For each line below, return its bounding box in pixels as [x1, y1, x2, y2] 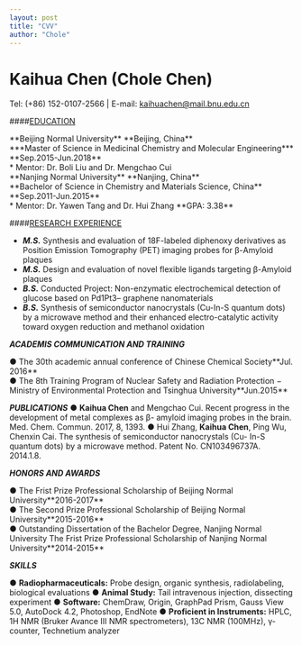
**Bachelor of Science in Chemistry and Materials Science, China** [9, 181, 263, 192]
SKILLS [9, 560, 38, 571]
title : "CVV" [9, 22, 59, 31]
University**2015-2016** [9, 514, 105, 525]
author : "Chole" [9, 30, 70, 39]
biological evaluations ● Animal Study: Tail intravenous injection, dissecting [9, 587, 293, 598]
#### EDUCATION [9, 116, 76, 127]
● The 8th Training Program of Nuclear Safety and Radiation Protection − [9, 376, 282, 386]
